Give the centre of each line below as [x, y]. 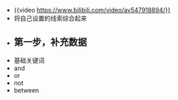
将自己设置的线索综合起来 [50, 18]
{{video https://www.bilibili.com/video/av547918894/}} [92, 10]
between [26, 90]
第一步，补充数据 [50, 42]
